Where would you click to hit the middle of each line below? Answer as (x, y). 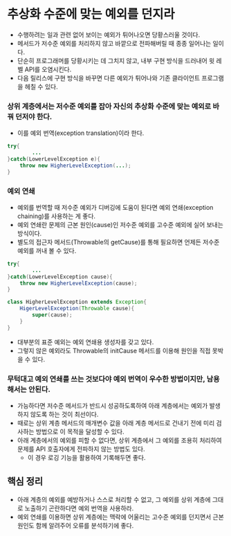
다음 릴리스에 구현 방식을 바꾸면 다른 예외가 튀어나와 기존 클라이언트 (109, 78)
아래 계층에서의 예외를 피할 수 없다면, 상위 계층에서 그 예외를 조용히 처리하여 (120, 440)
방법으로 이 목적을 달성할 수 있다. (80, 431)
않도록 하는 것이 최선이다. (64, 414)
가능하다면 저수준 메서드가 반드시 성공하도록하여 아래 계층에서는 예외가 (112, 405)
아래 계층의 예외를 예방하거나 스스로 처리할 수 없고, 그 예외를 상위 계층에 (114, 499)
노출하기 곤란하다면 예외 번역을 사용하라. (79, 508)
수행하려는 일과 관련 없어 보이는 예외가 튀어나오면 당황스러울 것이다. (109, 35)
